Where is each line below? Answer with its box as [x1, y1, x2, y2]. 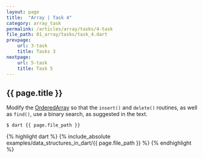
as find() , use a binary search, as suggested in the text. [6, 111, 148, 118]
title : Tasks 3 [17, 49, 56, 55]
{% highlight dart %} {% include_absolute [6, 133, 111, 140]
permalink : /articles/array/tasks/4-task [6, 26, 113, 32]
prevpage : [6, 37, 32, 43]
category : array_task [6, 20, 62, 26]
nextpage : [6, 54, 32, 60]
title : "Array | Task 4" [6, 15, 72, 21]
